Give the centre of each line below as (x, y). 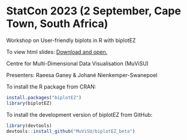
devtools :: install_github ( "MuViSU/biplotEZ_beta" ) (71, 131)
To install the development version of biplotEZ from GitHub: (79, 114)
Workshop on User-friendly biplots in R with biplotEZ (71, 40)
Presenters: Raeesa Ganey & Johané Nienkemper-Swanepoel (82, 75)
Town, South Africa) (57, 24)
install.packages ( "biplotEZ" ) (44, 98)
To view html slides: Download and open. (57, 51)
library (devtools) (29, 126)
